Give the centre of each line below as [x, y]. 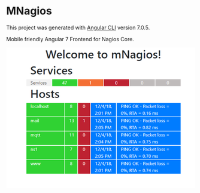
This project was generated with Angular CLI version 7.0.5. [78, 27]
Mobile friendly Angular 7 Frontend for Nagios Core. [70, 39]
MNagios [29, 11]
